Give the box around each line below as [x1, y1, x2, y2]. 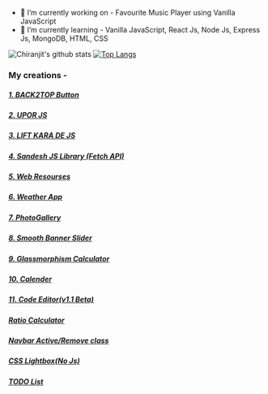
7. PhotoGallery [8, 212, 62, 223]
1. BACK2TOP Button [8, 89, 79, 99]
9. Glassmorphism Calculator [8, 253, 110, 263]
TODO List [8, 376, 44, 386]
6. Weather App [8, 192, 63, 202]
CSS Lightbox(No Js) [8, 356, 81, 366]
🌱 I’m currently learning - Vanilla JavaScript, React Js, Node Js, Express [19, 25, 261, 34]
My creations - [8, 69, 67, 80]
